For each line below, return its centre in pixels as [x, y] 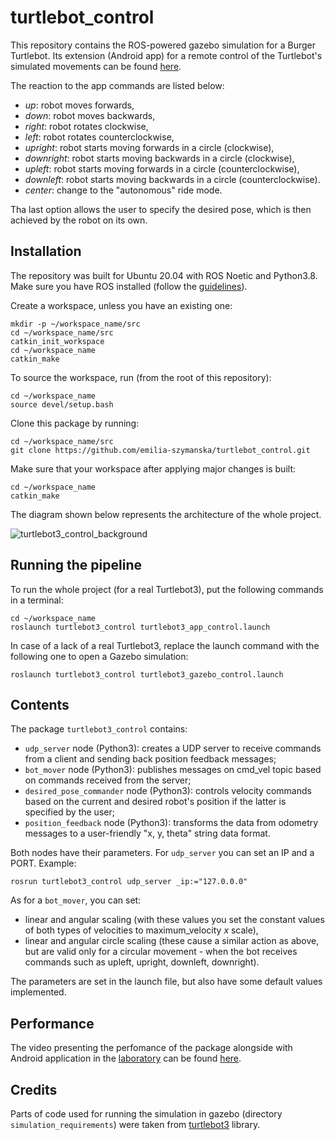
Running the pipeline [76, 565]
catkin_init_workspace [57, 341]
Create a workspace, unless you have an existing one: [121, 305]
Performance [52, 1023]
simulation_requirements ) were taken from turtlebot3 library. [135, 1124]
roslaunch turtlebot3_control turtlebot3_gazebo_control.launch [147, 674]
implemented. [38, 992]
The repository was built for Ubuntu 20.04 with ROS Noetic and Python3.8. [164, 275]
